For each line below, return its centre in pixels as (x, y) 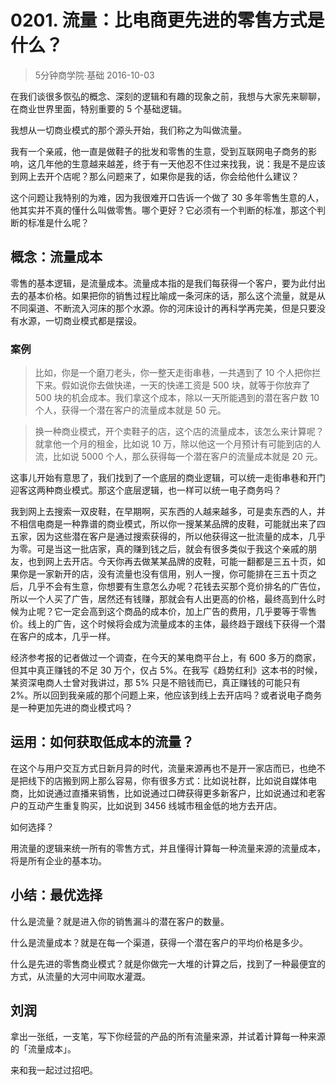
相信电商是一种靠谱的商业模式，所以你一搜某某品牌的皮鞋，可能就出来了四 (172, 524)
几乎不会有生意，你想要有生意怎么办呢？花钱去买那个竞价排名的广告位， (176, 587)
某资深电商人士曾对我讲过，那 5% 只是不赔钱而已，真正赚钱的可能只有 (155, 683)
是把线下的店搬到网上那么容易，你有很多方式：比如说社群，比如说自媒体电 (163, 780)
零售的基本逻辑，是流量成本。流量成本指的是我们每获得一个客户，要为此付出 (168, 283)
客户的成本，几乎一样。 (67, 637)
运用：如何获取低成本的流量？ (102, 742)
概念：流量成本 (56, 257)
